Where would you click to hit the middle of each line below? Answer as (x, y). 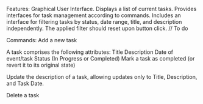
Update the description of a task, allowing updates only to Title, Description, (102, 77)
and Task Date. (25, 83)
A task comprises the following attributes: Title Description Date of (90, 52)
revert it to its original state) (41, 65)
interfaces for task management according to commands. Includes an (94, 15)
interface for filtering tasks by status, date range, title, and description (94, 22)
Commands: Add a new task (42, 40)
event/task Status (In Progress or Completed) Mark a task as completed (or (101, 58)
